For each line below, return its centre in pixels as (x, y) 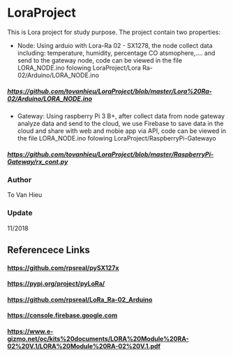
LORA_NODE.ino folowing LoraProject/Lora (79, 68)
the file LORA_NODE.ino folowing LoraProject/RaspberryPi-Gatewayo (116, 138)
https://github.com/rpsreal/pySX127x (63, 268)
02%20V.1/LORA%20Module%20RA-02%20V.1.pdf (84, 346)
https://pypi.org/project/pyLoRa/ (56, 284)
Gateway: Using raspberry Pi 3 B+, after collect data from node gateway (121, 116)
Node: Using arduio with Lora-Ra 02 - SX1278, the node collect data (115, 45)
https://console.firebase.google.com (62, 315)
